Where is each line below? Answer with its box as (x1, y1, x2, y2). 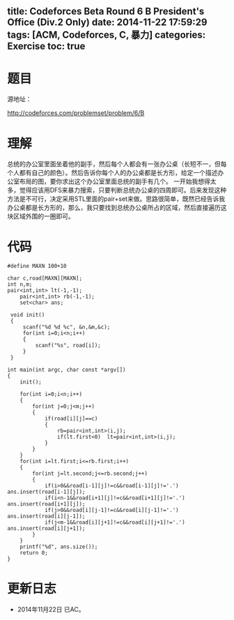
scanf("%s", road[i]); (35, 342, 101, 349)
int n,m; (7, 281, 33, 288)
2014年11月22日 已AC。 (17, 605, 85, 614)
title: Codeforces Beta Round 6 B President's (7, 6, 205, 17)
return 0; (19, 550, 49, 557)
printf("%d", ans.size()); (19, 543, 98, 550)
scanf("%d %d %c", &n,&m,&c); (22, 324, 111, 331)
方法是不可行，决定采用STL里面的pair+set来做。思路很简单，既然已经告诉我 (7, 195, 225, 203)
